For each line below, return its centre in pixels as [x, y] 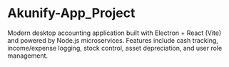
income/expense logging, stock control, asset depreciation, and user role [115, 48]
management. [28, 56]
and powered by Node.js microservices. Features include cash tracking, [113, 40]
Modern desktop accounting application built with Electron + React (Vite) [114, 33]
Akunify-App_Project [71, 13]
